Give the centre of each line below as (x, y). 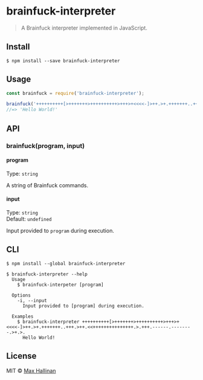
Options (21, 295)
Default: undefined (29, 219)
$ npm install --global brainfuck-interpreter (66, 263)
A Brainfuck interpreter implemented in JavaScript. (84, 28)
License (21, 356)
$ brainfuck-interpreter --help (47, 274)
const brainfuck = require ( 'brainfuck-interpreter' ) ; (76, 93)
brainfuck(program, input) (46, 146)
